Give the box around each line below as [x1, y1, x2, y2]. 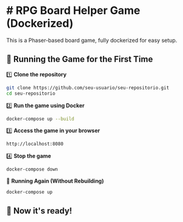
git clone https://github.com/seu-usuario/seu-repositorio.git [6, 84, 170, 91]
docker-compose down [6, 166, 59, 173]
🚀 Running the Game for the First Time [6, 54, 153, 64]
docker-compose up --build [6, 116, 75, 122]
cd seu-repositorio [6, 90, 56, 96]
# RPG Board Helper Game [6, 4, 141, 18]
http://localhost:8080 [6, 141, 64, 147]
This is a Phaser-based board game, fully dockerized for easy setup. [6, 36, 178, 44]
